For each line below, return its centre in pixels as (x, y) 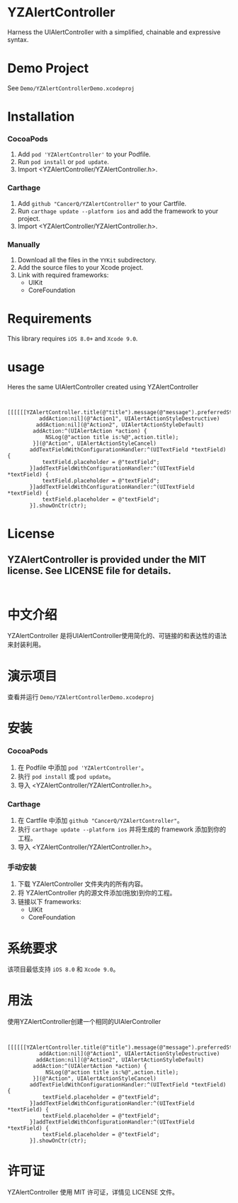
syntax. (18, 39)
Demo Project (48, 69)
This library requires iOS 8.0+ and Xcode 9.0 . (73, 338)
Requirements (50, 319)
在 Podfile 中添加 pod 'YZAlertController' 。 (83, 767)
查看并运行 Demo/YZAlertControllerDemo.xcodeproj (81, 697)
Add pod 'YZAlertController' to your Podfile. (84, 154)
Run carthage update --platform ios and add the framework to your (118, 211)
